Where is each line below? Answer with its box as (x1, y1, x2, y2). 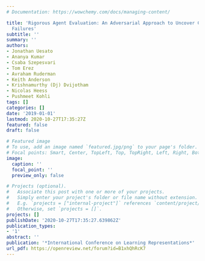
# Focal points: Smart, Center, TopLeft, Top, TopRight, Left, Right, (6, 150, 190, 156)
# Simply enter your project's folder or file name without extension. (6, 195, 198, 201)
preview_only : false (12, 172, 64, 178)
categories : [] (6, 105, 45, 111)
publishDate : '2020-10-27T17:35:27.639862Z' (6, 217, 121, 223)
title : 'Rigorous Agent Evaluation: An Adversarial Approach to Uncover (6, 19, 195, 26)
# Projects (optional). (6, 183, 67, 189)
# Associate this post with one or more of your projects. (6, 189, 165, 195)
